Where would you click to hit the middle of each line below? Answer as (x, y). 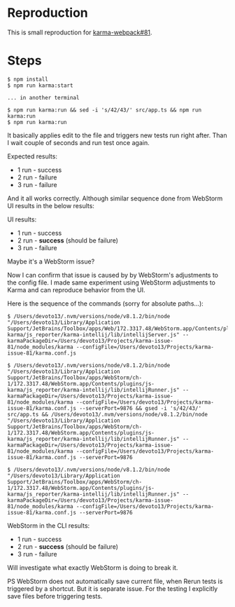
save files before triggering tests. (55, 596)
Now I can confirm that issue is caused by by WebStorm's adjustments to (113, 275)
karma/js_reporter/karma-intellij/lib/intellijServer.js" (93, 334)
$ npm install (28, 79)
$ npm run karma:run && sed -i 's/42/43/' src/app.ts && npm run (104, 110)
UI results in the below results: (51, 205)
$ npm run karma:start (40, 86)
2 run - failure (37, 177)
